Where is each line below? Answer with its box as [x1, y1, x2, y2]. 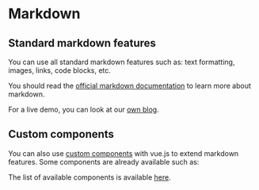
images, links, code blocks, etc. [8, 66, 111, 75]
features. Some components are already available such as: [8, 157, 200, 166]
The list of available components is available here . [8, 172, 172, 182]
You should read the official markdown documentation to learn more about [8, 81, 252, 90]
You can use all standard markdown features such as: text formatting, [8, 57, 235, 66]
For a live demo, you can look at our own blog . [8, 104, 160, 114]
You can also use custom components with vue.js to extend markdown [8, 148, 239, 158]
